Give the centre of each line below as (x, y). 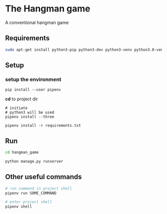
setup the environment (33, 79)
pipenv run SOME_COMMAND (31, 193)
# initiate (16, 108)
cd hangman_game (22, 153)
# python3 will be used (30, 113)
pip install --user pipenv (33, 90)
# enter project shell (29, 202)
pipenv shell (19, 207)
